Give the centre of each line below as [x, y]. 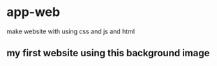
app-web [33, 12]
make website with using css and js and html [71, 31]
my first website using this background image [108, 53]
